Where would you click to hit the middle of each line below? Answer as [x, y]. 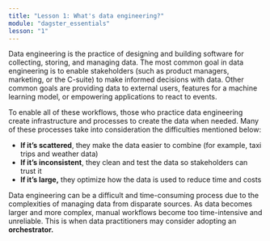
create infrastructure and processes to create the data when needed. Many [134, 121]
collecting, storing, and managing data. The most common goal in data [126, 62]
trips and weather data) [59, 154]
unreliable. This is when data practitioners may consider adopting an [122, 221]
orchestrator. [31, 230]
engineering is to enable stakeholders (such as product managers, [119, 71]
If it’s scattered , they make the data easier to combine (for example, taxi [141, 146]
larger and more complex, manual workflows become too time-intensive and [135, 213]
